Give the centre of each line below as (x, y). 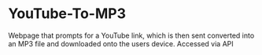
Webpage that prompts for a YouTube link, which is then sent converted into (131, 35)
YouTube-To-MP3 (67, 14)
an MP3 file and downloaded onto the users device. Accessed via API (121, 43)
